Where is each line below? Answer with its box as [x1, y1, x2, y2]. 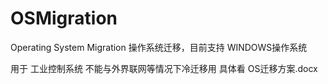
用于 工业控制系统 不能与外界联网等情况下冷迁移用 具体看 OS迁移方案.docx [10, 62, 318, 74]
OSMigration [10, 7, 118, 30]
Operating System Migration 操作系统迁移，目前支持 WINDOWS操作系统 [10, 41, 308, 53]
